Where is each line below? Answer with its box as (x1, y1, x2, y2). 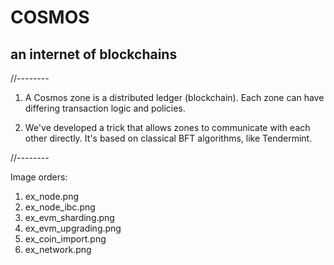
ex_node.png (24, 191, 80, 202)
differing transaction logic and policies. (24, 102, 186, 114)
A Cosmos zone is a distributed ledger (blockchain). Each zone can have (24, 92, 325, 103)
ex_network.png (24, 244, 92, 255)
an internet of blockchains (10, 46, 178, 63)
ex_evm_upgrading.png (24, 222, 122, 234)
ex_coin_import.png (24, 233, 107, 245)
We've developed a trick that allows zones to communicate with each (24, 122, 311, 133)
